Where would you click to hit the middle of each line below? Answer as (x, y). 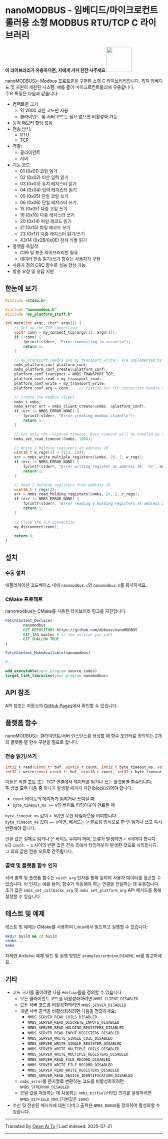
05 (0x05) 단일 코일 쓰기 (44, 196)
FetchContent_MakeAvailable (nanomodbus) (48, 653)
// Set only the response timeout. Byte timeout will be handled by (87, 434)
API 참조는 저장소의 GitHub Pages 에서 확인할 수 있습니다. (61, 706)
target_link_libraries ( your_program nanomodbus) (57, 675)
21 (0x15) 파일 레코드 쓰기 (45, 227)
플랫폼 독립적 (25, 246)
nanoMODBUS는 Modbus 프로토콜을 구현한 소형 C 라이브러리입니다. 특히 (77, 81)
